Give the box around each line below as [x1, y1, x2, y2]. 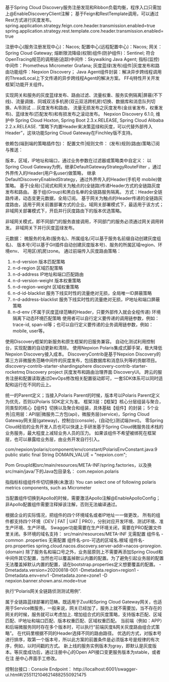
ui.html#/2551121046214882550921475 [5, 672, 87, 677]
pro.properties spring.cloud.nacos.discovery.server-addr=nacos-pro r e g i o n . [5, 543, 162, 549]
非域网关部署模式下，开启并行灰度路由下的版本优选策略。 [5, 208, 124, 214]
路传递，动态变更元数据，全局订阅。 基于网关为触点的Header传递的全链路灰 [5, 195, 163, 201]
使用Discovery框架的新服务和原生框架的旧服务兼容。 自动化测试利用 [5, 338, 147, 345]
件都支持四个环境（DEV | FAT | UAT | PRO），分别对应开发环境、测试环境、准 [5, 519, 164, 524]
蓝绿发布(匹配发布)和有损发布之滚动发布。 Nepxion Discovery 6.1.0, [16, 111, 155, 117]
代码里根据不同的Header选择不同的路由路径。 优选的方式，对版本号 [22, 630, 162, 636]
